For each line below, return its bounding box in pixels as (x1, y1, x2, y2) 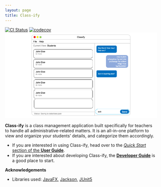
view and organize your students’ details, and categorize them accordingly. (5, 133, 154, 139)
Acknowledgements (5, 167, 47, 173)
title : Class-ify (5, 13, 40, 18)
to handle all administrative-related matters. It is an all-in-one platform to (5, 128, 149, 133)
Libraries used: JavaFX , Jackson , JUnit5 (12, 176, 93, 182)
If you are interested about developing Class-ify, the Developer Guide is (12, 153, 155, 158)
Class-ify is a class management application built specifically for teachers (5, 123, 153, 128)
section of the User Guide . (12, 147, 65, 153)
